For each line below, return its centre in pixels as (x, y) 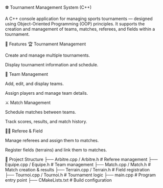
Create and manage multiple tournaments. (48, 55)
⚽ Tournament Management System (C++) (48, 7)
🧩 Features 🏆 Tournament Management (46, 44)
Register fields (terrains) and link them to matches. (56, 150)
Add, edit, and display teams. (35, 84)
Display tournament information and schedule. (52, 65)
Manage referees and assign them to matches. (52, 140)
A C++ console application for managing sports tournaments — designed (79, 19)
